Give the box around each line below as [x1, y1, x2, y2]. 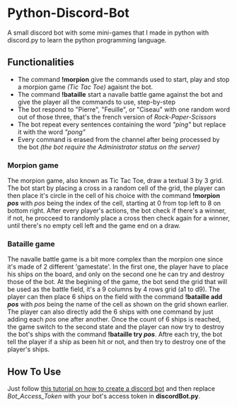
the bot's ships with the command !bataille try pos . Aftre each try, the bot [7, 330, 223, 338]
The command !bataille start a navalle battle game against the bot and [17, 90, 223, 98]
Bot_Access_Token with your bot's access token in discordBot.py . [7, 392, 200, 401]
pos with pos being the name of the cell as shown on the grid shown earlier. [7, 300, 229, 309]
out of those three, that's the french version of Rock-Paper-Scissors [17, 112, 217, 121]
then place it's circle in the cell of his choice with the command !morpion [7, 191, 221, 200]
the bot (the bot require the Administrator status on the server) [17, 143, 200, 151]
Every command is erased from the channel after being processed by [17, 135, 220, 143]
